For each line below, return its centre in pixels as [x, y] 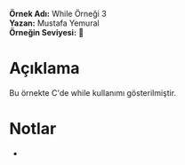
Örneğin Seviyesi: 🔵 [47, 32]
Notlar [33, 129]
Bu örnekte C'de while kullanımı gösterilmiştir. [92, 92]
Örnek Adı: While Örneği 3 [58, 14]
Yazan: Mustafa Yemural [54, 23]
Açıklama [44, 69]
